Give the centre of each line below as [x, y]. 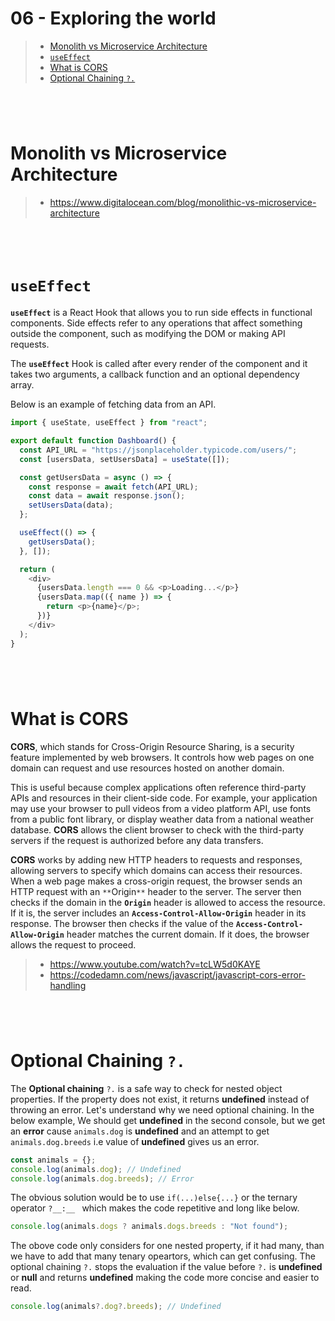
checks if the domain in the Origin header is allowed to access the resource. [168, 902]
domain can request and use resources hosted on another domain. [147, 768]
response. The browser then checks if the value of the [122, 923]
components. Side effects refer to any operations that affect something [156, 323]
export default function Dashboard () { [93, 441]
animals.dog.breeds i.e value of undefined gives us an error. [135, 1141]
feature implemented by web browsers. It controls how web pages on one [162, 757]
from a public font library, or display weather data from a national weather [162, 819]
